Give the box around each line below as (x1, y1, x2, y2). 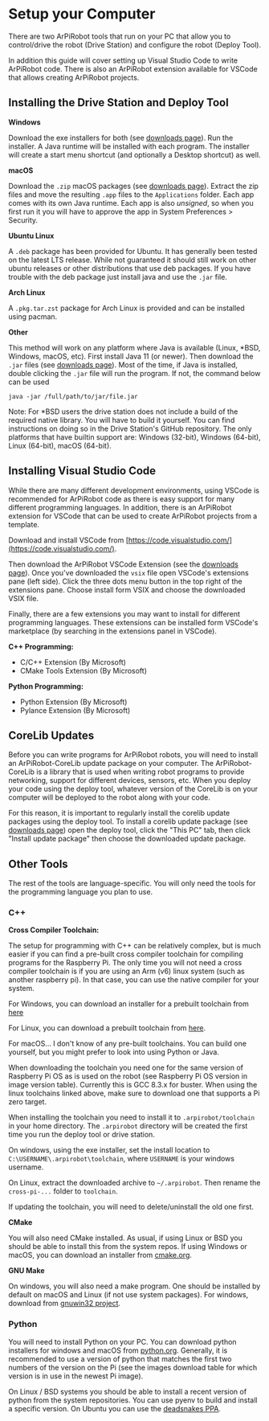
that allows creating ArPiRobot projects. (8, 72, 140, 82)
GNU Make (8, 1266, 46, 1276)
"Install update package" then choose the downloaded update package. (8, 833, 247, 844)
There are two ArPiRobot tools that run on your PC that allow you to (8, 31, 231, 41)
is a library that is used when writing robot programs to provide (35, 767, 245, 776)
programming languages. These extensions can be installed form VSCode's (8, 617, 259, 627)
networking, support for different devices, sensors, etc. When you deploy (8, 776, 251, 785)
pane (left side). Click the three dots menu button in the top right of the (8, 576, 243, 586)
